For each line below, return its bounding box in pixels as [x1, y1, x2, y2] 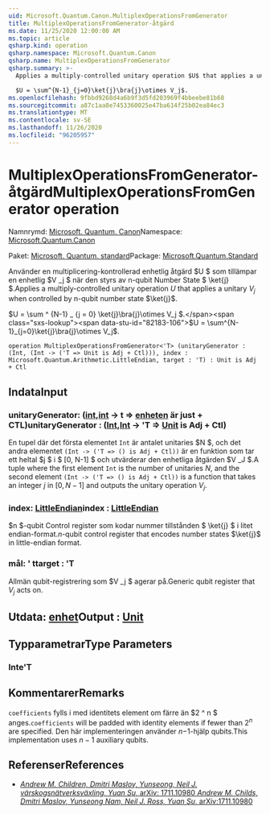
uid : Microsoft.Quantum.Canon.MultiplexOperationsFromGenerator [8, 11, 228, 20]
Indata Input [8, 385, 68, 399]
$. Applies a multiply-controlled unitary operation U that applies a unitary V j [8, 283, 256, 295]
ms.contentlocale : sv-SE [8, 116, 92, 125]
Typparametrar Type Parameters [8, 638, 173, 651]
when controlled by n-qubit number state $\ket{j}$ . [8, 294, 178, 304]
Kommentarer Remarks [8, 686, 125, 700]
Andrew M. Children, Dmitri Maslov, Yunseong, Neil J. [19, 779, 198, 789]
